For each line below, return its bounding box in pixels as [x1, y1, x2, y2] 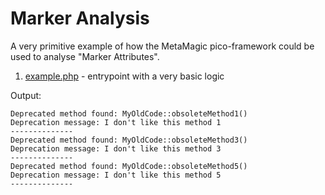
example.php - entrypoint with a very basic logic [24, 70, 225, 82]
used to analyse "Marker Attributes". [10, 50, 160, 62]
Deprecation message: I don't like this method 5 [10, 170, 222, 180]
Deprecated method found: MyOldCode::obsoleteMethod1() [10, 108, 248, 119]
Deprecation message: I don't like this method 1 [10, 117, 222, 127]
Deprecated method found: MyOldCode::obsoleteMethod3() [10, 135, 248, 145]
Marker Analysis [10, 7, 150, 30]
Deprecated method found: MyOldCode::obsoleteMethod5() [10, 161, 248, 171]
